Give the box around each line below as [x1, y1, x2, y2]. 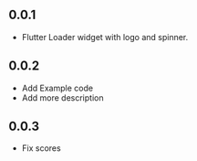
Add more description [21, 91, 104, 103]
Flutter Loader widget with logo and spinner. [21, 31, 189, 42]
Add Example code [21, 82, 93, 93]
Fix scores [21, 143, 61, 154]
